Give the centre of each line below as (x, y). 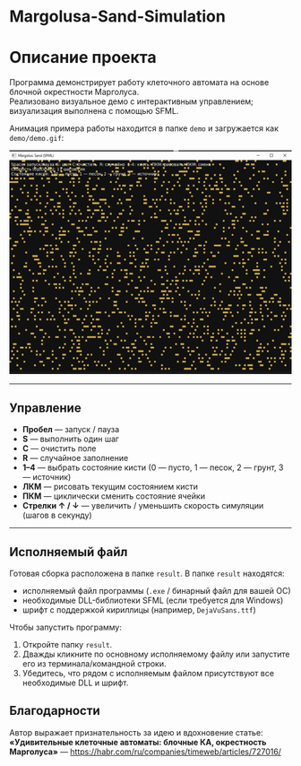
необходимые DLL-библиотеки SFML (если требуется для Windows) (153, 600)
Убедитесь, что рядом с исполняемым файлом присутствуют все (148, 673)
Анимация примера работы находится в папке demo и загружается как (144, 128)
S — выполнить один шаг (70, 439)
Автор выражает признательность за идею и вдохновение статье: (136, 732)
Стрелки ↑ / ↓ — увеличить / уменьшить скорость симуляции (143, 506)
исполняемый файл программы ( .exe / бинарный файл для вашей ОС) (156, 590)
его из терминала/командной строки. (95, 663)
